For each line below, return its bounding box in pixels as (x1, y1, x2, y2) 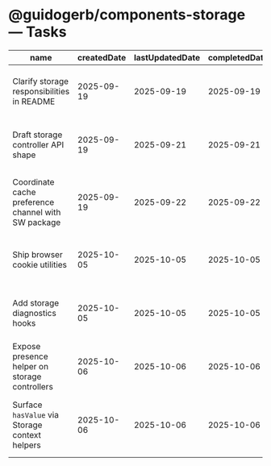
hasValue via (12, 409, 59, 420)
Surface (12, 399, 43, 410)
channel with (12, 206, 61, 218)
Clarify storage (12, 75, 69, 86)
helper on (12, 360, 49, 372)
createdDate (77, 52, 127, 63)
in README (12, 95, 56, 106)
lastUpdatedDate (133, 52, 200, 63)
